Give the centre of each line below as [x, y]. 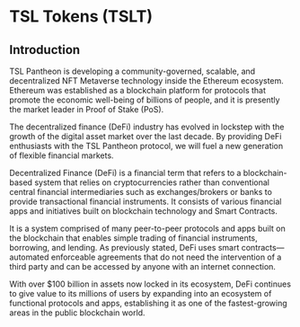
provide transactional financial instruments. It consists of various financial [146, 201]
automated [29, 257]
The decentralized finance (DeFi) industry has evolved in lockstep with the [147, 127]
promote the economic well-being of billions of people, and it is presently [145, 100]
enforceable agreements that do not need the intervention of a [166, 257]
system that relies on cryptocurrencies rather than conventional [152, 182]
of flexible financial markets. [62, 155]
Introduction [45, 50]
